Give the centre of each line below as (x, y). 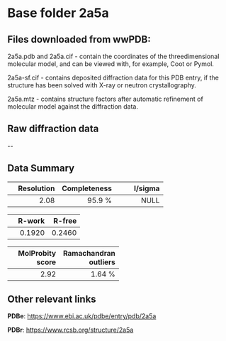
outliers (102, 262)
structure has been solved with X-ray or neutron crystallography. (102, 85)
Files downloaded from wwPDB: (79, 39)
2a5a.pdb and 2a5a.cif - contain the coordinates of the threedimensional (113, 56)
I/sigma (147, 188)
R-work (32, 220)
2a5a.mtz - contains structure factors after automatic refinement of (105, 99)
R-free (65, 220)
